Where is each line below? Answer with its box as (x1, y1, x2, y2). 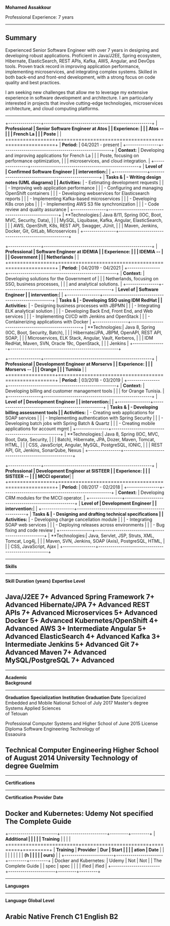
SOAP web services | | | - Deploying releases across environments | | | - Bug (5, 521, 165, 527)
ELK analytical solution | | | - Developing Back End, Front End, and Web (5, 308, 153, 314)
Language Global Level (5, 898, 55, 904)
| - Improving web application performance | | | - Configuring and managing (5, 185, 163, 191)
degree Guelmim (5, 762, 59, 771)
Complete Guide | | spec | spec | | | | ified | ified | (5, 863, 107, 869)
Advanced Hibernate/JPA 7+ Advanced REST (5, 601, 150, 609)
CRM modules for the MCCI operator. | (5, 494, 86, 501)
